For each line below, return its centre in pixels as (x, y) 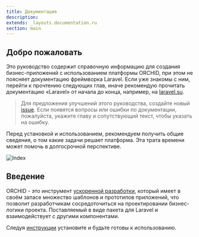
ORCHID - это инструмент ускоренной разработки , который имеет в (93, 191)
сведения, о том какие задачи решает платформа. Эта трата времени (95, 140)
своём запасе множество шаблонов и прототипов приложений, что (93, 197)
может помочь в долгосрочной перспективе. (64, 147)
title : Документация (32, 12)
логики (15, 210)
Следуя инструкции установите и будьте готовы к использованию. (91, 227)
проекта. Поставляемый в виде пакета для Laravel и (91, 210)
